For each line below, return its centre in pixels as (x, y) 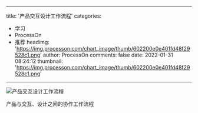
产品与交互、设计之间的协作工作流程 (50, 104)
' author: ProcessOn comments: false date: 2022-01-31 (107, 55)
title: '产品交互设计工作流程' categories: (54, 16)
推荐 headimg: (32, 42)
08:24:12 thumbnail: (39, 61)
